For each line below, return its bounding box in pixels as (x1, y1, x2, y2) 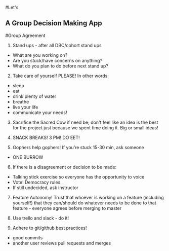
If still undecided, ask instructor (12, 185, 78, 191)
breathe (12, 98, 29, 104)
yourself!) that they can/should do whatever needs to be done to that (12, 200, 157, 206)
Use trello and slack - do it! (12, 215, 69, 221)
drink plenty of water (12, 93, 57, 99)
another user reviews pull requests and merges (12, 240, 111, 246)
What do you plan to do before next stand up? (12, 63, 109, 69)
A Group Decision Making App (5, 19, 102, 27)
